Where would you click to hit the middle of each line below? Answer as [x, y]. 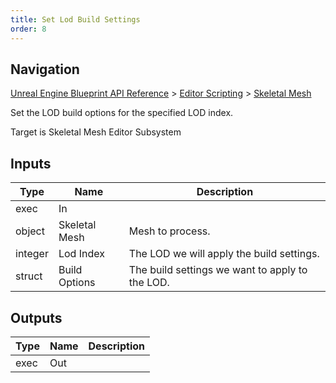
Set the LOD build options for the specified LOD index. [122, 113]
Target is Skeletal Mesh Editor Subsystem [96, 132]
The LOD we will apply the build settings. [224, 254]
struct [29, 276]
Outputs [36, 317]
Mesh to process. [169, 231]
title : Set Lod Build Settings [75, 19]
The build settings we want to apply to [218, 270]
